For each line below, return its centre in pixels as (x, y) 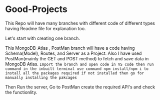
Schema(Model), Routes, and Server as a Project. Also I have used (73, 53)
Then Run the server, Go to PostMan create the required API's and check (80, 87)
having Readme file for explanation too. (45, 28)
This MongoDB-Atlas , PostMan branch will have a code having (70, 48)
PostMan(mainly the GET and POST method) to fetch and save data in (77, 58)
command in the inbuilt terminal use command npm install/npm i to (77, 69)
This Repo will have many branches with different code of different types (80, 23)
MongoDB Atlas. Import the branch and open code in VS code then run (79, 64)
